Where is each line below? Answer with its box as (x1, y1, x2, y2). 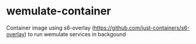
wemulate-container (6, 4, 112, 18)
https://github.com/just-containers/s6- (93, 24, 190, 31)
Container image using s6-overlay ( (6, 24, 95, 31)
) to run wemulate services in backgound (24, 30, 127, 37)
